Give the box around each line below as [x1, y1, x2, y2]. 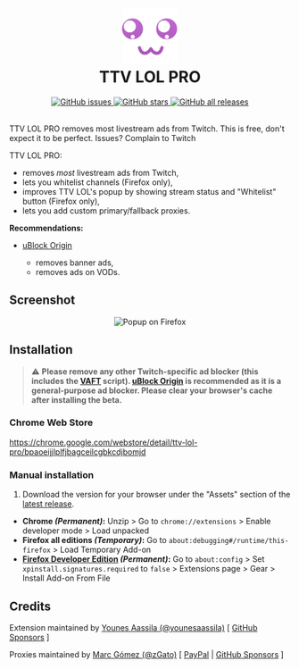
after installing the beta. [30, 394, 122, 405]
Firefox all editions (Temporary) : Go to [21, 535, 167, 546]
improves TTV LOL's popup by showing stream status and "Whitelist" [21, 186, 277, 197]
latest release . [21, 498, 74, 509]
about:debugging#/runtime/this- [168, 537, 289, 546]
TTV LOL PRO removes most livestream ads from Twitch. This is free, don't [9, 123, 286, 134]
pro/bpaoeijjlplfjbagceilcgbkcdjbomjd [9, 446, 146, 457]
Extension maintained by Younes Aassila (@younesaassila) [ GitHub [9, 622, 258, 632]
